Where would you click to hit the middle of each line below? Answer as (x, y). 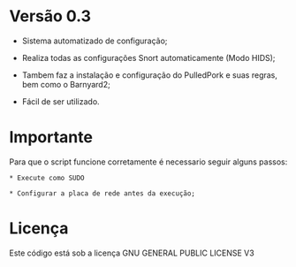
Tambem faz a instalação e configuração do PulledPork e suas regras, (150, 75)
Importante (51, 137)
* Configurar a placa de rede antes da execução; (102, 193)
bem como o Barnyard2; (66, 84)
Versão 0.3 (50, 16)
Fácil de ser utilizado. (61, 101)
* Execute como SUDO (47, 178)
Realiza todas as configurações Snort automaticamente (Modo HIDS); (148, 57)
